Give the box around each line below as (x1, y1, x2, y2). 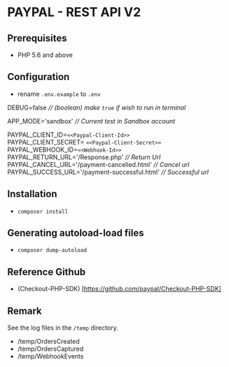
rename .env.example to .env (17, 89, 101, 98)
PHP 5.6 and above (17, 51, 74, 59)
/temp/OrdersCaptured (17, 345, 84, 353)
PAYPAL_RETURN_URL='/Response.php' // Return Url (7, 152, 161, 161)
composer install (17, 208, 69, 215)
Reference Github (7, 266, 86, 278)
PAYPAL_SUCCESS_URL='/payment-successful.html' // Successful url (7, 168, 209, 176)
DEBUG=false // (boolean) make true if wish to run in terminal (7, 103, 186, 112)
